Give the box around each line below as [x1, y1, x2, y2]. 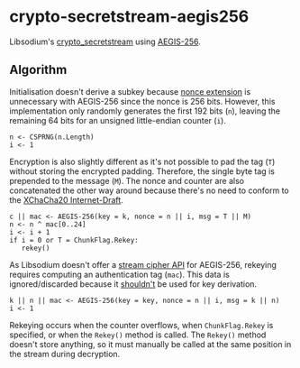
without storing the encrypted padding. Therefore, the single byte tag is [9, 165, 275, 177]
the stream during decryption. [9, 348, 121, 359]
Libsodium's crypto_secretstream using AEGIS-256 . [9, 36, 201, 47]
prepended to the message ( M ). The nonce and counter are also [9, 175, 245, 186]
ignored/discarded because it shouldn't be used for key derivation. [9, 278, 258, 290]
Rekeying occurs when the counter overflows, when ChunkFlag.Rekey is [9, 319, 274, 330]
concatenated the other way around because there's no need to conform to [9, 185, 290, 196]
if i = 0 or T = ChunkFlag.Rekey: [9, 235, 140, 244]
